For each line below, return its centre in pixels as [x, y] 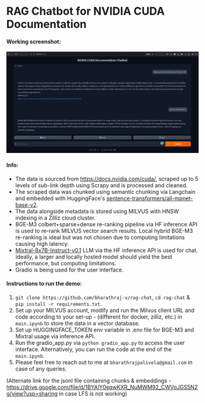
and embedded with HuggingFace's [60, 198]
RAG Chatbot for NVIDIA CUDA [85, 11]
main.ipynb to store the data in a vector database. [77, 323]
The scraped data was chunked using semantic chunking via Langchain [105, 191]
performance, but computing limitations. [66, 263]
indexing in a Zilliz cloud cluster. [55, 218]
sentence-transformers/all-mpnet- [150, 198]
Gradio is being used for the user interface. [69, 270]
